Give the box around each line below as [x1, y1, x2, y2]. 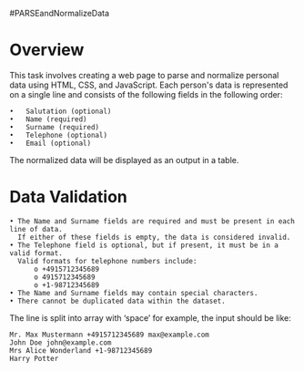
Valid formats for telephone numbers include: [17, 256, 198, 265]
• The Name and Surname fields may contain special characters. [9, 288, 258, 297]
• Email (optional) [9, 139, 92, 148]
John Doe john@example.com [9, 337, 112, 347]
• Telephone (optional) [9, 130, 107, 139]
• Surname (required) [9, 122, 100, 131]
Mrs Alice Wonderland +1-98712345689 [9, 346, 153, 355]
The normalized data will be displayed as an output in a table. [9, 154, 239, 165]
